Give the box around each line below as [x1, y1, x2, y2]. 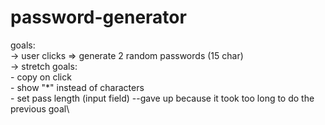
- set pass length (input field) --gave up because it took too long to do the [10, 92, 315, 104]
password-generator [10, 6, 187, 29]
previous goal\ [10, 102, 70, 115]
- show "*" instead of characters [10, 81, 145, 93]
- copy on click [10, 71, 72, 83]
